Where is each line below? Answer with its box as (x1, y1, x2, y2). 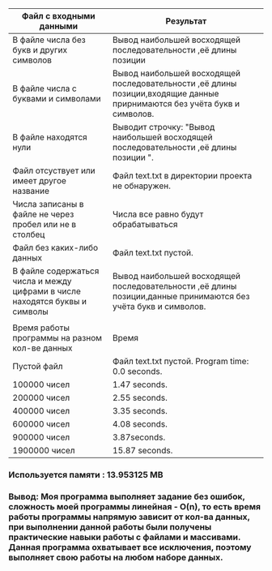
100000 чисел (12, 379, 70, 390)
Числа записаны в (12, 199, 84, 209)
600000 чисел (12, 419, 70, 429)
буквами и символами (12, 93, 101, 104)
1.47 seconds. (112, 379, 168, 390)
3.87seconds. (112, 431, 166, 443)
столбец (12, 229, 45, 240)
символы (12, 306, 49, 317)
